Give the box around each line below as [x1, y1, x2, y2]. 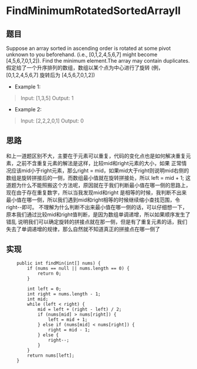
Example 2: [14, 106, 42, 112]
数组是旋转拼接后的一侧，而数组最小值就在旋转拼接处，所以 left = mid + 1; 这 [6, 174, 191, 181]
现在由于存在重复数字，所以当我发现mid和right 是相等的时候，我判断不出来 [6, 189, 187, 196]
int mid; [27, 296, 49, 302]
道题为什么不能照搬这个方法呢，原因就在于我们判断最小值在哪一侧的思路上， [6, 182, 191, 189]
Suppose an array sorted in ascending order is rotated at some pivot [6, 45, 171, 52]
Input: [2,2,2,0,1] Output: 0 [20, 117, 84, 124]
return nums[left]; [27, 353, 75, 358]
